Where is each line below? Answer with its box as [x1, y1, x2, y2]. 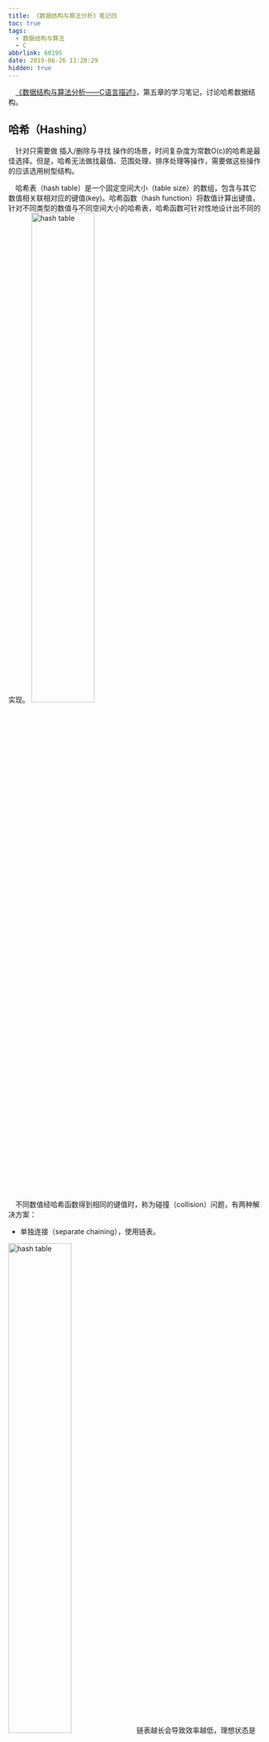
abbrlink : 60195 [8, 49, 62, 57]
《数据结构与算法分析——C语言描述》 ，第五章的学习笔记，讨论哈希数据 [15, 87, 249, 96]
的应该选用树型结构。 [8, 166, 78, 175]
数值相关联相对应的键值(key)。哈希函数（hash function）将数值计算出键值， [8, 193, 260, 202]
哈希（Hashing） [8, 123, 94, 137]
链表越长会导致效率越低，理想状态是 [135, 1725, 256, 1735]
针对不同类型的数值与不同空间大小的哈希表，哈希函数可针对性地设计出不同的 [8, 202, 261, 213]
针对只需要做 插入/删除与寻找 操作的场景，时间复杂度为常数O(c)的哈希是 [15, 145, 254, 155]
